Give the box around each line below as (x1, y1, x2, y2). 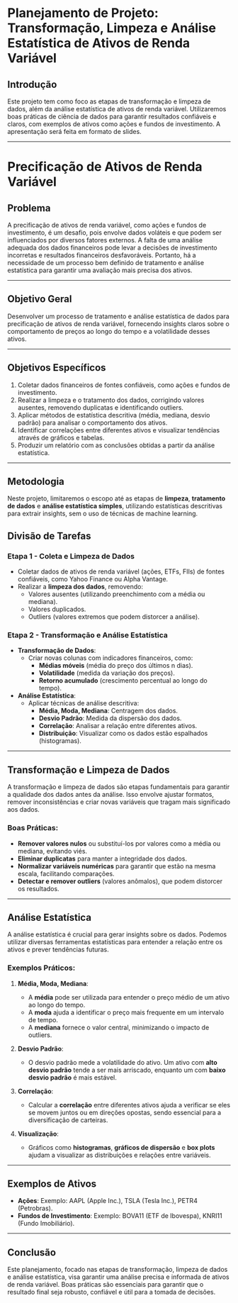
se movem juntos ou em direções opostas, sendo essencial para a (28, 1108, 222, 1117)
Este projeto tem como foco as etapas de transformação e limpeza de (7, 97, 211, 106)
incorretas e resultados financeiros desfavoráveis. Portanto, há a (7, 251, 196, 259)
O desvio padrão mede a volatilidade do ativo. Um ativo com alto (28, 1058, 217, 1066)
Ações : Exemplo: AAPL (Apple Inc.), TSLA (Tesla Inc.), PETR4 (17, 1197, 198, 1205)
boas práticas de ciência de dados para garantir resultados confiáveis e (7, 112, 217, 121)
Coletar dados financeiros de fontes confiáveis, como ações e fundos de (17, 381, 230, 389)
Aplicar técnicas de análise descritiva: (28, 699, 140, 708)
